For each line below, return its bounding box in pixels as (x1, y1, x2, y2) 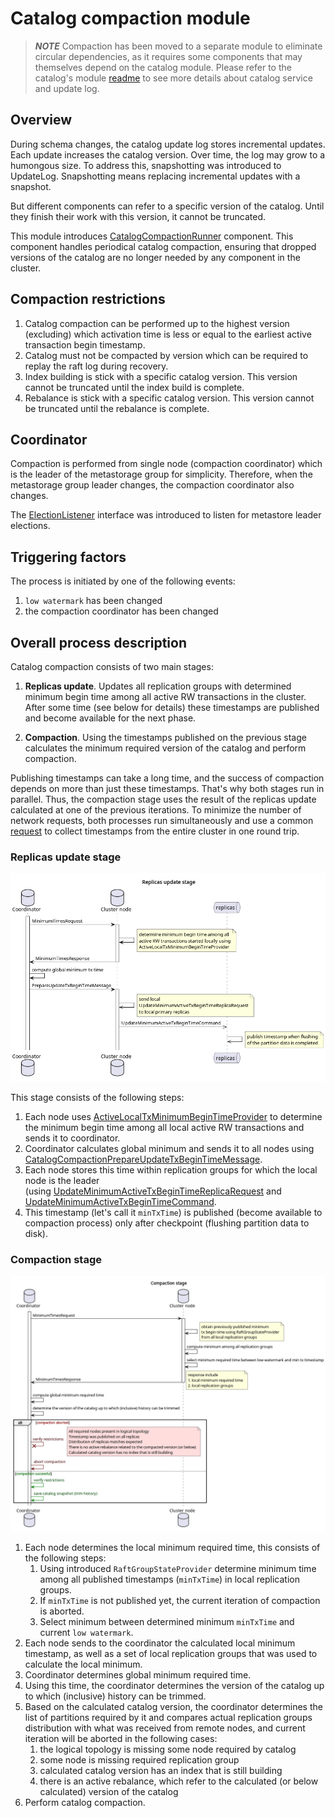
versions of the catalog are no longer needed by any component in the (10, 251, 301, 263)
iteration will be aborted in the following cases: (24, 1732, 218, 1744)
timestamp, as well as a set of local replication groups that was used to (24, 1647, 318, 1659)
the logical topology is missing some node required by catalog (39, 1743, 297, 1755)
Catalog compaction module (10, 7, 251, 30)
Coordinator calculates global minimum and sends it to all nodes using (24, 1143, 315, 1155)
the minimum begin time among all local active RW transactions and (24, 1122, 305, 1134)
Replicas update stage (10, 850, 122, 864)
